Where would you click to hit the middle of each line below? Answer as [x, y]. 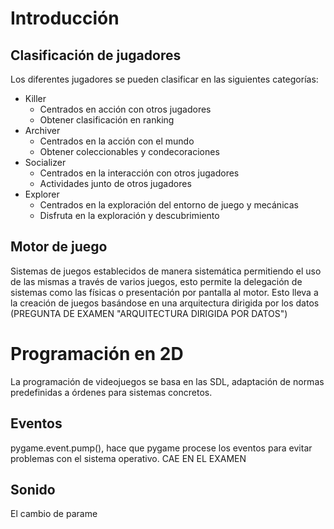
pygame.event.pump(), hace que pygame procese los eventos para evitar [161, 448]
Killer [35, 98]
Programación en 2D [97, 354]
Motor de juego [59, 247]
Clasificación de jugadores [96, 55]
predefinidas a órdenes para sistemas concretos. [111, 392]
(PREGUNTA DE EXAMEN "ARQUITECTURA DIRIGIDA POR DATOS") [149, 313]
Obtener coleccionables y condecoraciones [129, 151]
